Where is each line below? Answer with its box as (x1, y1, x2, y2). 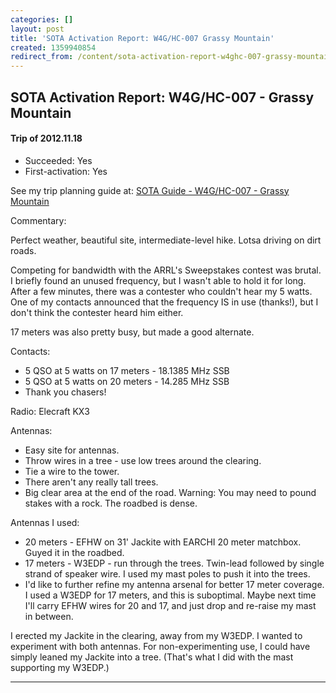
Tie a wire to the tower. (24, 465, 120, 477)
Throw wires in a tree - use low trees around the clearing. (24, 454, 262, 466)
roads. (10, 244, 37, 256)
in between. (24, 610, 74, 622)
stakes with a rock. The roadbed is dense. (24, 497, 198, 509)
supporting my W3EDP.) (10, 661, 110, 673)
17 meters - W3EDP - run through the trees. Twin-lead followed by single (24, 557, 325, 569)
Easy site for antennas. (24, 444, 120, 456)
